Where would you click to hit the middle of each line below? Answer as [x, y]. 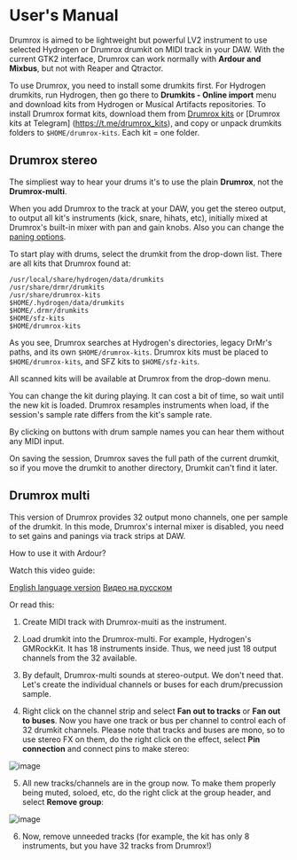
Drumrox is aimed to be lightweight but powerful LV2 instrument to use [138, 40]
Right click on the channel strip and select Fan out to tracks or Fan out [151, 711]
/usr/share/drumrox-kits [55, 295]
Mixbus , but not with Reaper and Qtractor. [86, 68]
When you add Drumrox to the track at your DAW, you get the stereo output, [148, 208]
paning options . [38, 237]
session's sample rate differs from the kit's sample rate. [111, 414]
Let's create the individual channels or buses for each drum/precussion [152, 684]
